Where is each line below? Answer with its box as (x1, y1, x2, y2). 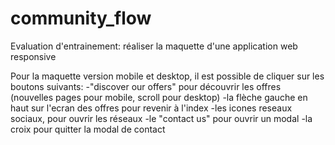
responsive (10, 50, 57, 62)
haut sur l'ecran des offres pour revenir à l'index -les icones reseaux (10, 102, 293, 114)
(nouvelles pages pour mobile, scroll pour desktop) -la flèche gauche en (10, 91, 308, 103)
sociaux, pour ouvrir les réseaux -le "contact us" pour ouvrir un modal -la (10, 112, 313, 124)
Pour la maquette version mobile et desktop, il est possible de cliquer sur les (10, 70, 325, 82)
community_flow (10, 7, 152, 30)
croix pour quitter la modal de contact (10, 123, 166, 135)
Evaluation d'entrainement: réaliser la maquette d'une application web (10, 40, 298, 52)
